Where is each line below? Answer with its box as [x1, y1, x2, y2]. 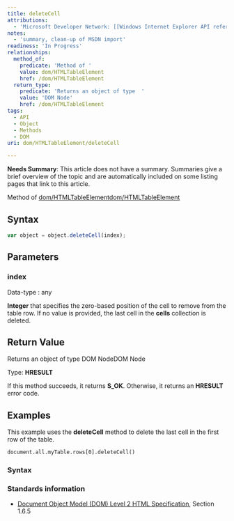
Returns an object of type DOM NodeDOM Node [7, 355, 146, 363]
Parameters [7, 251, 59, 263]
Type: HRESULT [7, 368, 54, 377]
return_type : [13, 81, 52, 88]
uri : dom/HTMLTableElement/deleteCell [7, 140, 120, 147]
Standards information [7, 483, 86, 493]
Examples [7, 409, 51, 421]
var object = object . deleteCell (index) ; [7, 231, 127, 239]
